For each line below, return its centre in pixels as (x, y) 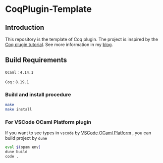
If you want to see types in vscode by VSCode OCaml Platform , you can (78, 133)
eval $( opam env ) (23, 147)
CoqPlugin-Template (49, 9)
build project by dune (26, 138)
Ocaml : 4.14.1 (19, 72)
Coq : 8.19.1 (17, 81)
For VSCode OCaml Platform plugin (48, 122)
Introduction (25, 27)
